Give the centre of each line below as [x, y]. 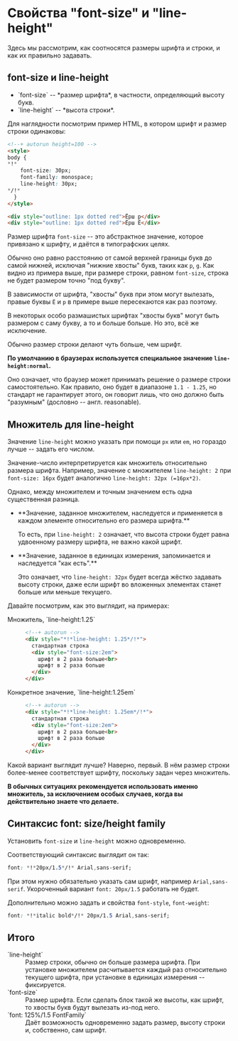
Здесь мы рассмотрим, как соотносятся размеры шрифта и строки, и [114, 48]
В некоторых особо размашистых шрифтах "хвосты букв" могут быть [113, 316]
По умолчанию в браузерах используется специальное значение [110, 358]
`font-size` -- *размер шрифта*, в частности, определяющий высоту [121, 94]
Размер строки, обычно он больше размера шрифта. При [113, 962]
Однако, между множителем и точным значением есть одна [100, 492]
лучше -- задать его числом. [51, 449]
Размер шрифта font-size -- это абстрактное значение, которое [106, 236]
